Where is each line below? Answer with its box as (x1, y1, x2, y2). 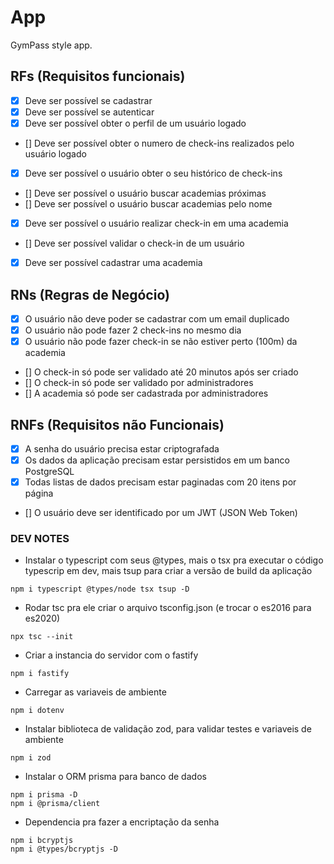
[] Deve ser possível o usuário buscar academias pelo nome (24, 198, 273, 210)
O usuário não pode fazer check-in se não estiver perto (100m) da (24, 336, 298, 348)
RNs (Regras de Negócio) (10, 286, 170, 303)
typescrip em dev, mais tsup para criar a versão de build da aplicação (24, 565, 313, 577)
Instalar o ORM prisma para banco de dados (24, 771, 207, 783)
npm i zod (10, 753, 52, 763)
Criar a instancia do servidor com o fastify (24, 649, 199, 661)
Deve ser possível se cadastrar (24, 94, 153, 106)
